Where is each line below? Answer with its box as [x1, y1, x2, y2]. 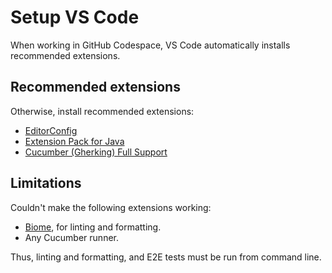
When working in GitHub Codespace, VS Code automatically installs [10, 39, 291, 51]
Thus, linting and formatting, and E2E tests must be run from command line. [10, 251, 322, 263]
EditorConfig [24, 124, 78, 136]
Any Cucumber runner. [24, 231, 119, 243]
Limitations [10, 175, 82, 192]
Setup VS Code [10, 6, 140, 29]
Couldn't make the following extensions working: [10, 201, 212, 213]
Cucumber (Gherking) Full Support [24, 146, 168, 158]
